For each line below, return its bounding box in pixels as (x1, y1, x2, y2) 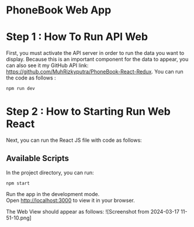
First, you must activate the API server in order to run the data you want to (6, 50, 185, 57)
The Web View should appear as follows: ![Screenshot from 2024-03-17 (6, 208, 180, 215)
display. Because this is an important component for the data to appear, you (6, 56, 189, 63)
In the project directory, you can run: (6, 169, 94, 176)
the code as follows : (6, 74, 57, 82)
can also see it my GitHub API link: (6, 62, 89, 69)
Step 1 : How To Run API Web (6, 30, 148, 44)
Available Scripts (6, 153, 69, 163)
